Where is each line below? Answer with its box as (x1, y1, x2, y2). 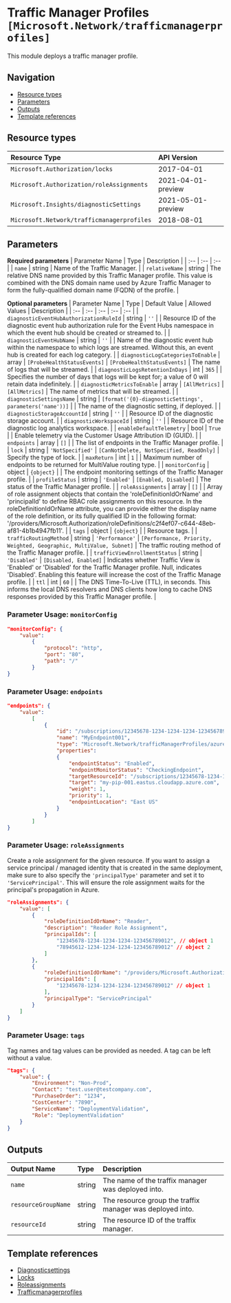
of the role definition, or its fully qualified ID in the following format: (7, 512, 197, 520)
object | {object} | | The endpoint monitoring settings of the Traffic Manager (7, 468, 223, 477)
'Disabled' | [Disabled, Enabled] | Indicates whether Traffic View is (7, 556, 201, 564)
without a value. (7, 1053, 53, 1062)
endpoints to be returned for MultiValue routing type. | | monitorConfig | (7, 461, 210, 469)
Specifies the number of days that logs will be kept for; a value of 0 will (7, 372, 208, 381)
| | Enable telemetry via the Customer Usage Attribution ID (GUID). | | (7, 431, 201, 439)
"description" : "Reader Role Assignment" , (43, 924, 168, 932)
